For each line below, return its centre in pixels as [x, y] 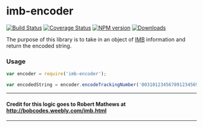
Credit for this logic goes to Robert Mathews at [66, 104]
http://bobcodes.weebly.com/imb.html [56, 110]
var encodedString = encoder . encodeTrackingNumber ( [72, 85]
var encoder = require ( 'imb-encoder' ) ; [56, 74]
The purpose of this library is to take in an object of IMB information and [96, 39]
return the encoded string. [39, 46]
